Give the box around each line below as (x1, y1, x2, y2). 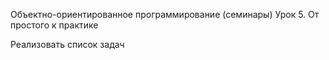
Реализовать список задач (10, 39, 125, 50)
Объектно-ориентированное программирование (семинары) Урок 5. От (10, 9, 320, 20)
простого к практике (10, 19, 99, 31)
